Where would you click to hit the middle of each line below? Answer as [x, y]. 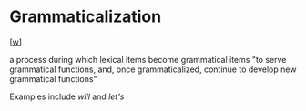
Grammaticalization [86, 17]
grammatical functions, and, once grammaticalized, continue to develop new [153, 69]
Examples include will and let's [67, 96]
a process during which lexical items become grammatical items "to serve [148, 59]
